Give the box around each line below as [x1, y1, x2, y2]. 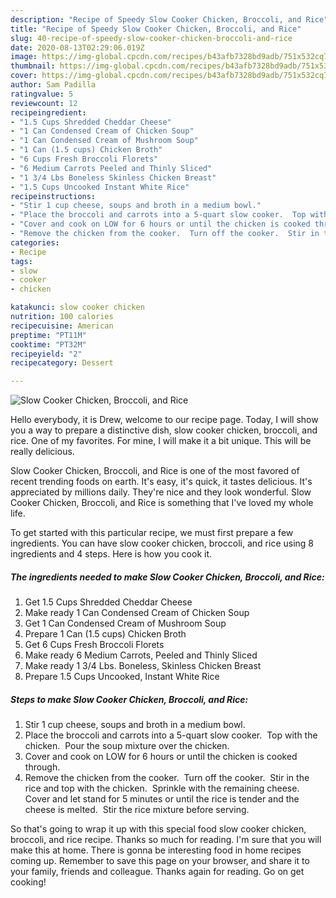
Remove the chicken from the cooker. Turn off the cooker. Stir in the [24, 772, 310, 784]
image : [10, 52, 38, 62]
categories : [10, 237, 60, 248]
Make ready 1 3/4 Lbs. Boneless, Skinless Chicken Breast [24, 660, 262, 672]
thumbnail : [10, 61, 56, 71]
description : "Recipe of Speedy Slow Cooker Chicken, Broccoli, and [10, 14, 302, 25]
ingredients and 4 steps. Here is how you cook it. [10, 548, 213, 560]
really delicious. [10, 446, 75, 458]
